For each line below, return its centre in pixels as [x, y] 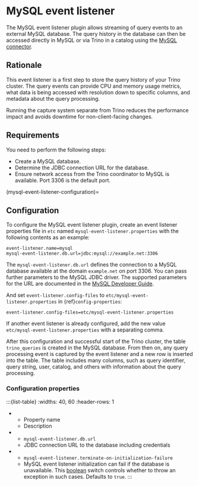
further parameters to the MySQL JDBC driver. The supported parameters [97, 277]
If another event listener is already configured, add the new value [86, 324]
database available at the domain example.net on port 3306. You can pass [97, 271]
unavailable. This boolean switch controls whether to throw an [100, 470]
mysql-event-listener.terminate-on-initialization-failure [98, 458]
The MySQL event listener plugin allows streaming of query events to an [94, 27]
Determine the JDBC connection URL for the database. [82, 168]
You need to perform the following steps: [56, 150]
